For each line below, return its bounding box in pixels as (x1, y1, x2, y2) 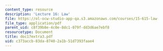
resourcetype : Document (5, 30, 53, 34)
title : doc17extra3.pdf (5, 34, 53, 39)
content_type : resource (5, 7, 53, 12)
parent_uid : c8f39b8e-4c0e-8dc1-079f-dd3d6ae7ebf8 (5, 25, 110, 30)
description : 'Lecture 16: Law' (5, 12, 70, 17)
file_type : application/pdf (5, 20, 62, 26)
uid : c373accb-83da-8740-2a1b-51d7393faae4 (5, 39, 95, 44)
